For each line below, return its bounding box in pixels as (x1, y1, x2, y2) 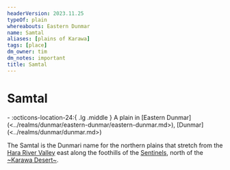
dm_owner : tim (7, 49, 48, 56)
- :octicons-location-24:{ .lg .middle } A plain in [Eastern (7, 113, 166, 121)
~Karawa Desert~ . (7, 156, 59, 164)
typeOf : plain (7, 16, 48, 23)
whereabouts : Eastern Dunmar (7, 23, 90, 29)
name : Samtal (7, 29, 44, 36)
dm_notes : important (7, 55, 66, 62)
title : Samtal (7, 61, 48, 68)
